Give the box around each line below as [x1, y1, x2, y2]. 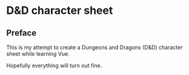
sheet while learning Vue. [6, 50, 70, 57]
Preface [6, 28, 37, 38]
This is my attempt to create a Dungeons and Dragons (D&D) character [6, 44, 183, 51]
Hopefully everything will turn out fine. [6, 62, 102, 69]
